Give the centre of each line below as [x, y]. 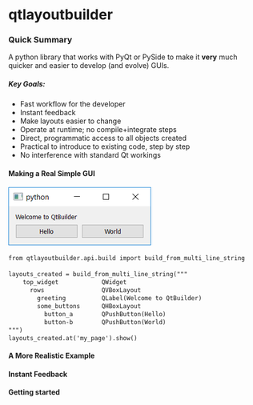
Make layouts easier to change [70, 121]
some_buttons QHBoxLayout [89, 306]
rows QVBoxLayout [85, 290]
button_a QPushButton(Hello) [105, 314]
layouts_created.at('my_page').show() [73, 338]
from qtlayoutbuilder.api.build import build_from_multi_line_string [127, 258]
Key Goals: [27, 84]
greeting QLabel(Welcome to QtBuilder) [120, 298]
